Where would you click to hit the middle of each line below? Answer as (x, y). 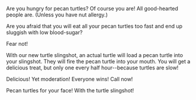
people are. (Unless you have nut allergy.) (57, 15)
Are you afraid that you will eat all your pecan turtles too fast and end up (94, 26)
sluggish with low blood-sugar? (44, 32)
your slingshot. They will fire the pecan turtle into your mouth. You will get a (98, 61)
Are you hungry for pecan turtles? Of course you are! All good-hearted (92, 9)
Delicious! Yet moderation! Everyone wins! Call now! (70, 79)
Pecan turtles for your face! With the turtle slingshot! (70, 90)
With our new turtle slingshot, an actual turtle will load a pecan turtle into (95, 55)
